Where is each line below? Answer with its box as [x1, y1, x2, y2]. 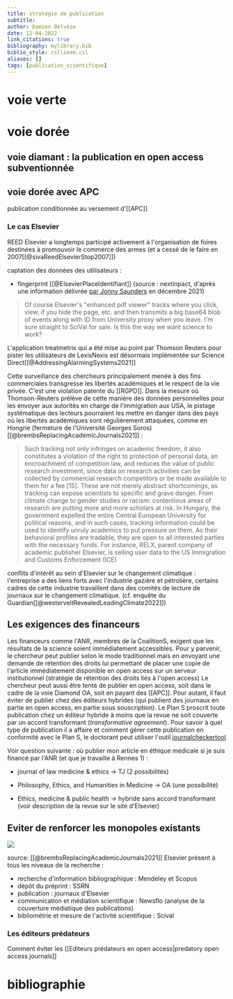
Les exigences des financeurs [7, 618, 140, 630]
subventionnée [7, 162, 74, 174]
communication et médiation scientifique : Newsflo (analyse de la [17, 897, 205, 905]
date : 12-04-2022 [7, 29, 58, 37]
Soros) [133, 423, 152, 432]
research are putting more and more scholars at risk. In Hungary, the [24, 503, 221, 512]
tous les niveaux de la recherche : [7, 861, 104, 870]
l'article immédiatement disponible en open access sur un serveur [7, 666, 197, 675]
